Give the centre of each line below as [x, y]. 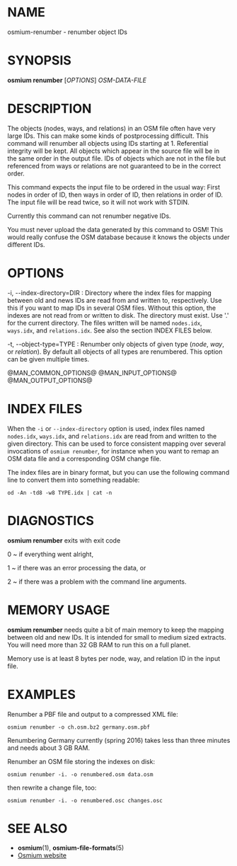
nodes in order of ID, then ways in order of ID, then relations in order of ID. [115, 195]
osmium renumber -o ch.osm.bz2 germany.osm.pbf [79, 727]
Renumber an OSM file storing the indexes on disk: [81, 761]
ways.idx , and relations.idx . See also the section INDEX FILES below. [110, 330]
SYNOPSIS [40, 60]
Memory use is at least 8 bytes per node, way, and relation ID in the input [114, 658]
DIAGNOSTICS [51, 520]
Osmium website [42, 855]
